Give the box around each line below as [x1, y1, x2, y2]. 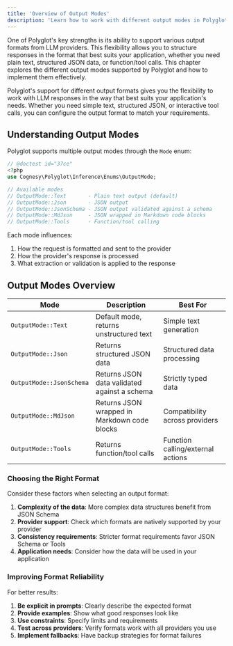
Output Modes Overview [7, 279, 116, 291]
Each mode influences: [7, 231, 73, 239]
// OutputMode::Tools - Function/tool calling [7, 219, 159, 226]
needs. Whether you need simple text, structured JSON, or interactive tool [7, 101, 219, 109]
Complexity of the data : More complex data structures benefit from [17, 503, 212, 512]
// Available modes [7, 186, 64, 193]
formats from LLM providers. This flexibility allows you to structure [7, 43, 198, 52]
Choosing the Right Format [7, 473, 100, 483]
